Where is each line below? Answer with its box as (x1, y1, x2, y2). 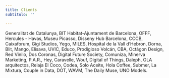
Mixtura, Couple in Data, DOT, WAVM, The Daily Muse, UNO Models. (5, 67, 148, 73)
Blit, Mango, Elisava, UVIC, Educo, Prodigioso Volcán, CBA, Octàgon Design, (5, 46, 164, 52)
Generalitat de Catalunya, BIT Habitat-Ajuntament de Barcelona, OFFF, (5, 30, 151, 36)
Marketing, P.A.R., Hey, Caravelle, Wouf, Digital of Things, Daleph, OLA (5, 56, 152, 62)
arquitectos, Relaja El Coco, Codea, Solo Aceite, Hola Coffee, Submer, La (5, 62, 157, 68)
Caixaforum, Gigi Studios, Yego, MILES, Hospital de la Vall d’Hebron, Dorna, (5, 40, 162, 46)
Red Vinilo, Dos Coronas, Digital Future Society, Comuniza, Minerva (5, 51, 145, 57)
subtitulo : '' (5, 12, 35, 17)
